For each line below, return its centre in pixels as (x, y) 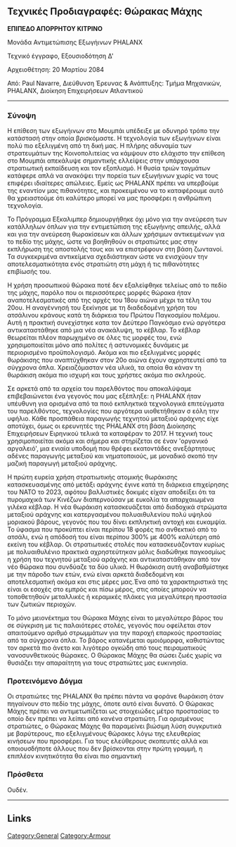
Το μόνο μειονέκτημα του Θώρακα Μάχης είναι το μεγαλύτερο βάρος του (115, 618)
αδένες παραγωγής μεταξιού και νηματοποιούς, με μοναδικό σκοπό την (112, 456)
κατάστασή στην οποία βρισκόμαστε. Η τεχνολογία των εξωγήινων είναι (114, 138)
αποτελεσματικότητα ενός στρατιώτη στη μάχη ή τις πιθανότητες (104, 264)
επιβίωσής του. (29, 272)
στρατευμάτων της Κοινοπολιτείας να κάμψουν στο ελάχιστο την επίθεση (116, 153)
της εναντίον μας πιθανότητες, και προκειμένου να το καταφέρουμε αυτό (115, 191)
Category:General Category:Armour (59, 835)
